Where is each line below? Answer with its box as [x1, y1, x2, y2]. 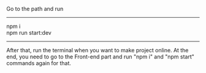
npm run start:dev [6, 29, 52, 36]
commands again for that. [6, 60, 72, 66]
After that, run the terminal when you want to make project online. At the [6, 47, 189, 54]
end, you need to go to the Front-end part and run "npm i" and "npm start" [6, 53, 195, 60]
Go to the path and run [6, 5, 64, 12]
